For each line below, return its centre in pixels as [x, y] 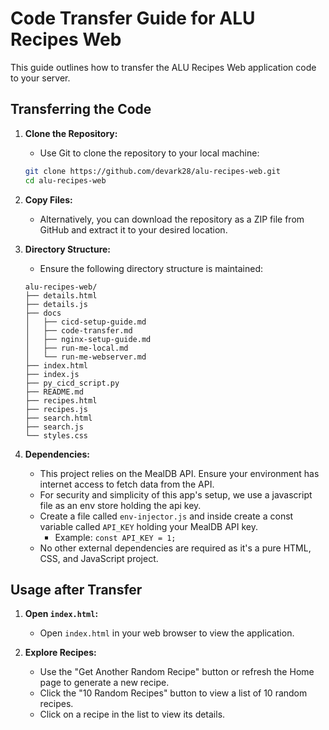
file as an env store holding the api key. [120, 505]
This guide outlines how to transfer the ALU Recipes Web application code [163, 67]
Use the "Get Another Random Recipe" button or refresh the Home [177, 672]
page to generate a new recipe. [104, 683]
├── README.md [54, 392]
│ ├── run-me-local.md [76, 348]
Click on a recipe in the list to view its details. [132, 714]
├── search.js [54, 427]
